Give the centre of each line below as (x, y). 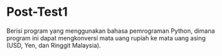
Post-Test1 (37, 12)
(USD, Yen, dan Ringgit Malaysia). (54, 45)
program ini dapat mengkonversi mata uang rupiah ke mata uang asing (106, 38)
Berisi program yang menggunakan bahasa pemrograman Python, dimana (111, 31)
